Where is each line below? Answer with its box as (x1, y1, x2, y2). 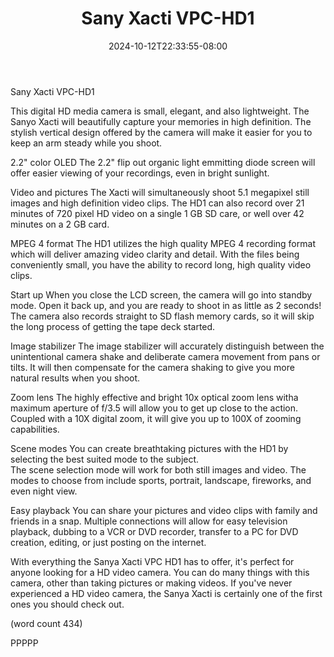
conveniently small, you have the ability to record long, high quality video (10, 258, 312, 271)
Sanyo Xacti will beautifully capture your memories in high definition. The (10, 115, 312, 127)
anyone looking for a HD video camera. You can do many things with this (10, 566, 310, 578)
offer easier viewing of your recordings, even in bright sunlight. (10, 167, 270, 179)
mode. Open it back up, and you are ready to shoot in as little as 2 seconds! (10, 299, 322, 311)
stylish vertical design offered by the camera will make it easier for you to (10, 126, 313, 138)
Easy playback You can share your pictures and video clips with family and (10, 504, 318, 516)
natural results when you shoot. (10, 372, 141, 384)
